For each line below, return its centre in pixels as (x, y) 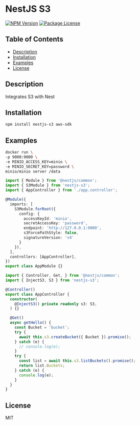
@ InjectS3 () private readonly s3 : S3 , (56, 304)
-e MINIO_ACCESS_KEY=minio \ (36, 162)
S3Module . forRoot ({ (35, 209)
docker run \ (19, 152)
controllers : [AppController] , (43, 257)
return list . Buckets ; (42, 366)
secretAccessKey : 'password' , (56, 223)
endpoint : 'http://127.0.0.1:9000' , (63, 228)
